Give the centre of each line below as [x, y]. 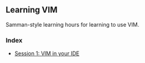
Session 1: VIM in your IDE [47, 53]
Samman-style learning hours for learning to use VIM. [72, 24]
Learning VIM [32, 10]
